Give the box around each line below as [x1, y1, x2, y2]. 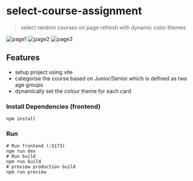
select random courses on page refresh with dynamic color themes [20, 24, 186, 31]
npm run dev [6, 148, 36, 154]
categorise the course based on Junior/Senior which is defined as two [14, 74, 188, 82]
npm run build [6, 159, 42, 165]
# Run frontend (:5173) [6, 143, 66, 149]
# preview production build [6, 164, 76, 170]
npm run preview [6, 169, 46, 175]
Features [6, 52, 40, 63]
